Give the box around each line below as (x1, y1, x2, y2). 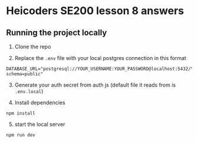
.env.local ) (14, 88, 44, 95)
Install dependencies (14, 99, 66, 106)
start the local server (14, 121, 65, 128)
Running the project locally (6, 28, 107, 38)
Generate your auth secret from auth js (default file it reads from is (14, 81, 176, 88)
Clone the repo (14, 43, 51, 50)
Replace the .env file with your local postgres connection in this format (14, 55, 187, 61)
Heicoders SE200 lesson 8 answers (6, 4, 184, 18)
